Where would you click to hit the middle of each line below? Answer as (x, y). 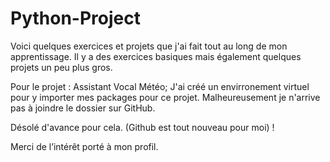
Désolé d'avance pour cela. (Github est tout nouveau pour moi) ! (142, 127)
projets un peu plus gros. (61, 67)
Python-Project (75, 18)
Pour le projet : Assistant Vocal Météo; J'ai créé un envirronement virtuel (160, 86)
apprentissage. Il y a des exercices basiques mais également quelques (156, 56)
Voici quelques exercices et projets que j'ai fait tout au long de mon (149, 46)
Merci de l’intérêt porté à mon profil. (84, 146)
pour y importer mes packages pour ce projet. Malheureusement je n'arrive (165, 97)
